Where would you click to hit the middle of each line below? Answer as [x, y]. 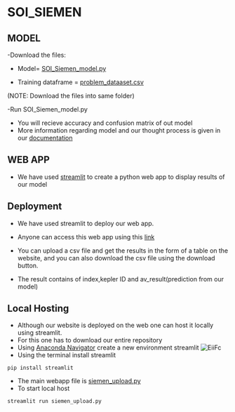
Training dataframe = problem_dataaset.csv [80, 82]
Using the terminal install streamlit [67, 355]
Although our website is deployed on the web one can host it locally [115, 325]
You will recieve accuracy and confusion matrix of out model [105, 123]
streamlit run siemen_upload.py [54, 401]
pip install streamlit [40, 368]
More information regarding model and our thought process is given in [119, 130]
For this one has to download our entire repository [90, 340]
